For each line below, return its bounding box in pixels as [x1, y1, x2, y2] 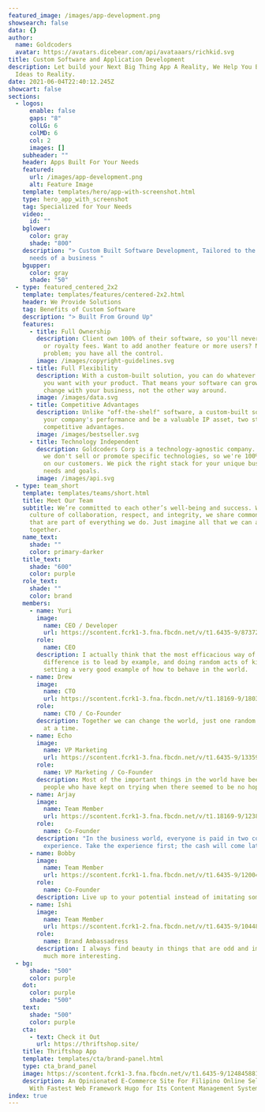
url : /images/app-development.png [28, 173, 144, 182]
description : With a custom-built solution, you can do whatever [36, 371, 256, 379]
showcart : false [8, 85, 62, 93]
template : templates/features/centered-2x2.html [22, 291, 185, 299]
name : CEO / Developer [43, 621, 118, 629]
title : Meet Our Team [22, 496, 93, 504]
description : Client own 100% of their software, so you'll [36, 335, 238, 343]
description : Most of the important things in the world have [36, 775, 245, 783]
